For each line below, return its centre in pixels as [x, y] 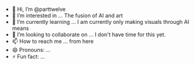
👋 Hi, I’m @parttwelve [39, 9]
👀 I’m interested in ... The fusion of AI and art [67, 16]
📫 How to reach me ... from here [53, 41]
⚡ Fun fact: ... [28, 56]
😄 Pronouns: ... [31, 50]
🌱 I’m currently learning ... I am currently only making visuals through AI [101, 22]
